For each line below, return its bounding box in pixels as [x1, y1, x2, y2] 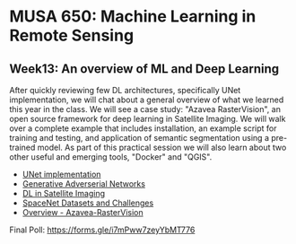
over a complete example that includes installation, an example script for [9, 123, 277, 134]
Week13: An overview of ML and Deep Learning [9, 61, 280, 76]
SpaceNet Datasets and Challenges [22, 197, 154, 208]
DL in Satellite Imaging [22, 188, 106, 198]
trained [9, 142, 36, 152]
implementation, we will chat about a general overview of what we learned [9, 94, 284, 105]
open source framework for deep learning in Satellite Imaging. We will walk [9, 114, 286, 124]
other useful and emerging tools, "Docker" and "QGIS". [9, 152, 213, 162]
